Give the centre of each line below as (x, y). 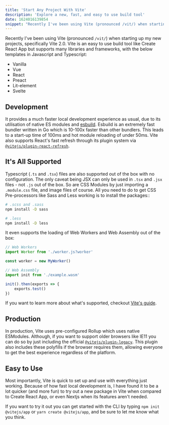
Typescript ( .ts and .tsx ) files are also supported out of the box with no (80, 174)
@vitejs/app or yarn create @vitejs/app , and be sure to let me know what (82, 412)
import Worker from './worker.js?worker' (49, 252)
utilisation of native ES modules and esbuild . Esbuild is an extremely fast (80, 125)
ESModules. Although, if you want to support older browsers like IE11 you (81, 337)
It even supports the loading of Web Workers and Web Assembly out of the (83, 233)
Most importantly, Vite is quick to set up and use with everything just (76, 381)
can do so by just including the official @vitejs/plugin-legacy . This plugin (81, 342)
